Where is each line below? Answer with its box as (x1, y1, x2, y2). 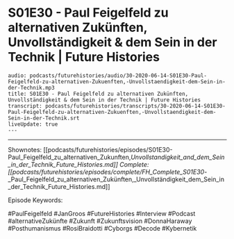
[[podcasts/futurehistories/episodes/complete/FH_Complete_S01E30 (8, 167, 205, 176)
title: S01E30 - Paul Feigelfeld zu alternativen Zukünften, (8, 90, 189, 97)
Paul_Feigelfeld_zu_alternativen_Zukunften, (8, 153, 131, 161)
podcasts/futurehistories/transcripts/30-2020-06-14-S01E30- (44, 102, 226, 109)
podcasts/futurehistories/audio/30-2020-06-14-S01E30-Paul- (29, 72, 208, 79)
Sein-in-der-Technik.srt (8, 115, 80, 122)
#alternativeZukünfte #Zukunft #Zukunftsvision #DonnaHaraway (8, 217, 192, 225)
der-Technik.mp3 (8, 84, 55, 91)
